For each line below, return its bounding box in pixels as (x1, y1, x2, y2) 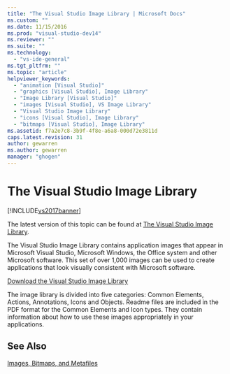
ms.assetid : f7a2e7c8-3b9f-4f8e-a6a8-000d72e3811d (7, 127, 158, 134)
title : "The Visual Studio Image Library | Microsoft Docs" (7, 10, 187, 17)
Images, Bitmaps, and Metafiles (7, 359, 98, 367)
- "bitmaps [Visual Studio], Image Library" (13, 120, 145, 128)
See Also (7, 340, 47, 352)
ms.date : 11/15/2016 (7, 23, 68, 30)
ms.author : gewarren (7, 147, 68, 154)
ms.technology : (7, 50, 52, 57)
